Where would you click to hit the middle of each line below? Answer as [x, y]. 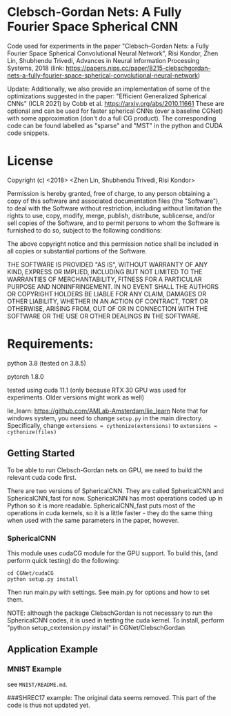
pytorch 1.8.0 [26, 376]
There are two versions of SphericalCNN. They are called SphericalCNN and [115, 491]
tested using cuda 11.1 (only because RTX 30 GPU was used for [97, 390]
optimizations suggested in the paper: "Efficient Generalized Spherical [107, 96]
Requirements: [50, 344]
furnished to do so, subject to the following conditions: [84, 230]
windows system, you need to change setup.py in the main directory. [105, 418]
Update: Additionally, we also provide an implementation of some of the [109, 89]
